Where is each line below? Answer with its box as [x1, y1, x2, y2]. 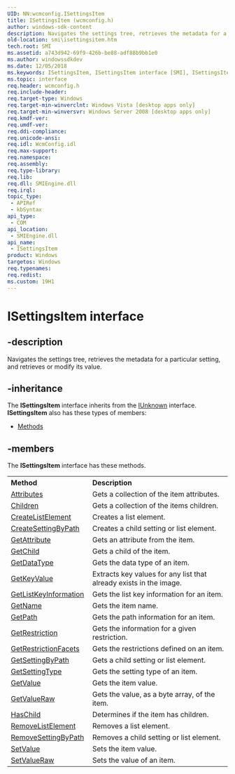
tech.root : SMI [7, 43, 52, 50]
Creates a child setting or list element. [92, 524, 217, 534]
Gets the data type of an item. [92, 558, 190, 568]
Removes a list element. [92, 721, 170, 731]
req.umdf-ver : [7, 121, 49, 129]
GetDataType [10, 558, 54, 568]
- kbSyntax [10, 206, 42, 214]
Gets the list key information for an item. [92, 589, 224, 599]
